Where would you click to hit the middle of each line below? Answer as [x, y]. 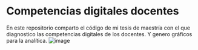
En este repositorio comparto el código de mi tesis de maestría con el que [98, 28]
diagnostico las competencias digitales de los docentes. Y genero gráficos [99, 34]
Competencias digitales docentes [93, 11]
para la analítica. [27, 40]
